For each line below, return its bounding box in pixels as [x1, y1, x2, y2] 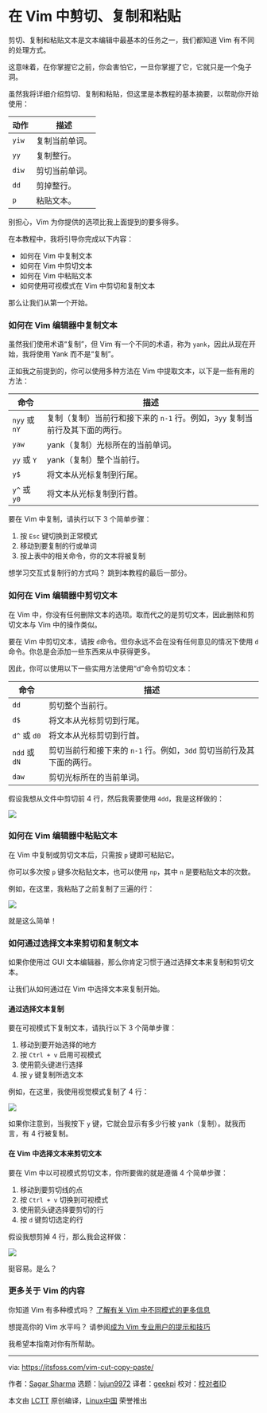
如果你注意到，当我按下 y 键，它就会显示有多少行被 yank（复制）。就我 [8, 1119, 239, 1128]
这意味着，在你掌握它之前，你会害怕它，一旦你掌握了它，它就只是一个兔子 [8, 61, 252, 72]
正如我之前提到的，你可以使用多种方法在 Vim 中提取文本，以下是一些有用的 [8, 366, 255, 376]
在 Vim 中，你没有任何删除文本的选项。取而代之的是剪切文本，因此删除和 [8, 609, 248, 619]
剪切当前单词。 [36, 165, 93, 176]
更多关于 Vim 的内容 [8, 1285, 85, 1297]
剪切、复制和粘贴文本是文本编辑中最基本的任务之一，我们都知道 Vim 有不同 [8, 35, 255, 45]
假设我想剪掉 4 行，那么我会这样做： [8, 1231, 129, 1241]
